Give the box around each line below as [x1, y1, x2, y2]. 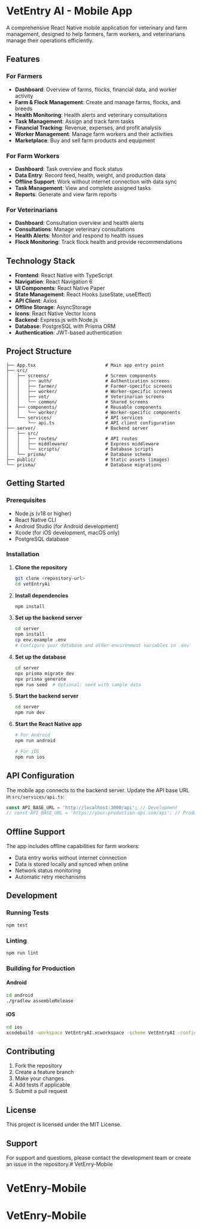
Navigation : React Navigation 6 [14, 278, 93, 285]
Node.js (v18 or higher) [14, 509, 72, 517]
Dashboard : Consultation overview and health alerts [14, 219, 144, 227]
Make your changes [14, 1075, 64, 1082]
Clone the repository [14, 563, 68, 571]
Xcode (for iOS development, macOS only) [14, 529, 120, 536]
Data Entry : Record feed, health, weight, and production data [14, 171, 166, 179]
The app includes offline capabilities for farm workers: [6, 843, 140, 850]
